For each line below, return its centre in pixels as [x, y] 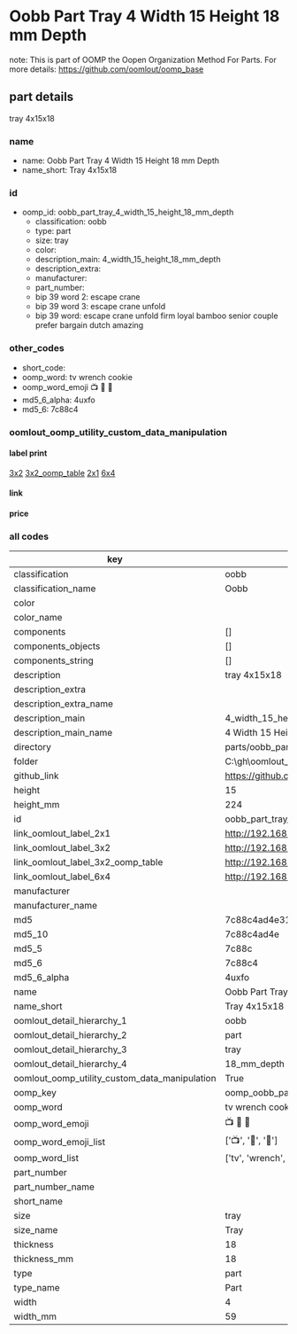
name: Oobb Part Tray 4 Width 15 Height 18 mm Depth [120, 160]
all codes [29, 536]
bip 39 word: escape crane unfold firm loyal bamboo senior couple [156, 316]
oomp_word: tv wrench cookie [77, 377]
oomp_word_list [46, 1158]
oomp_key [35, 1093]
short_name [38, 1201]
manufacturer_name [56, 906]
